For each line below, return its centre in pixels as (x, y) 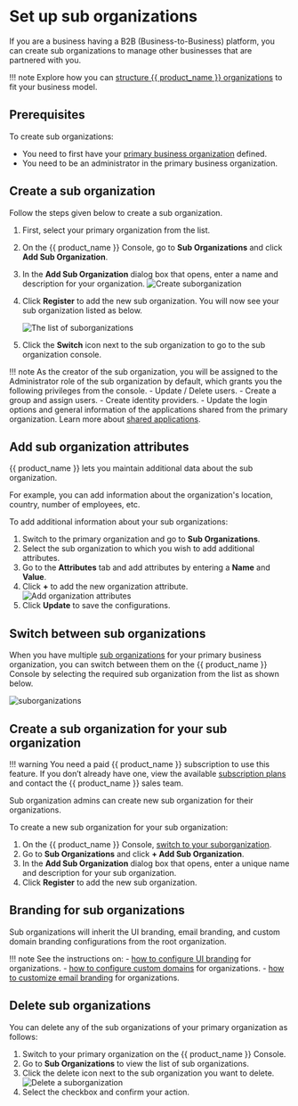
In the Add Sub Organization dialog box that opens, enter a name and (150, 274)
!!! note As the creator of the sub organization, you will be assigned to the (144, 371)
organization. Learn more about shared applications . (105, 419)
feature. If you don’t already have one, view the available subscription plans (148, 774)
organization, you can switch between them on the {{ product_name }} (138, 664)
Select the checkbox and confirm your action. (105, 1092)
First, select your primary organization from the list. (116, 230)
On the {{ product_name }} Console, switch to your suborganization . (147, 844)
